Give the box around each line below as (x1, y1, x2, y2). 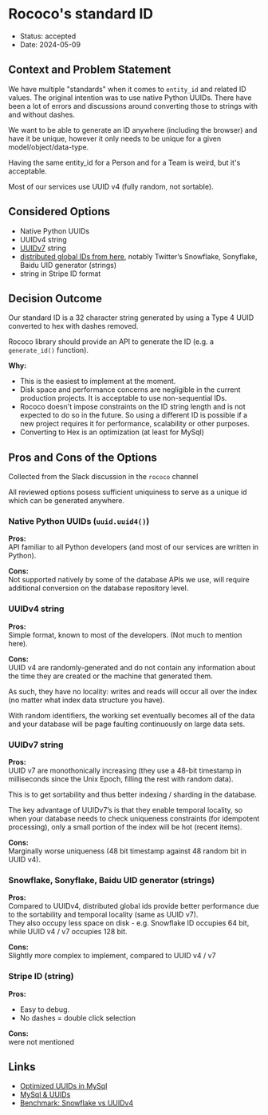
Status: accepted (19, 31, 77, 41)
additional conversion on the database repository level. (8, 583, 189, 593)
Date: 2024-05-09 (19, 39, 81, 49)
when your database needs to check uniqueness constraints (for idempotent (8, 813, 260, 824)
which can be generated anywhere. (8, 496, 125, 506)
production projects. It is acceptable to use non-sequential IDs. (19, 394, 227, 403)
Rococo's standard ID (8, 5, 154, 23)
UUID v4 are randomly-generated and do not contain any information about (8, 662, 256, 672)
